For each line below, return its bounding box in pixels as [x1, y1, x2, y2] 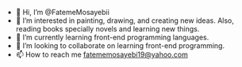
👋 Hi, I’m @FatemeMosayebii [15, 8, 109, 17]
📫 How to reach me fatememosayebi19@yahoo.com [15, 50, 188, 59]
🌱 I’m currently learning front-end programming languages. [15, 32, 209, 42]
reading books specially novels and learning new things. [15, 24, 200, 33]
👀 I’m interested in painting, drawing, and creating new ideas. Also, [15, 16, 234, 25]
